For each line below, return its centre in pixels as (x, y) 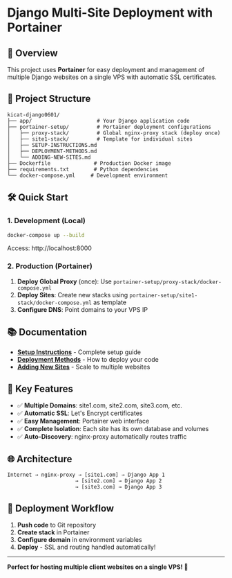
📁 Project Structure (49, 99)
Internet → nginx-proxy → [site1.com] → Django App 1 (86, 475)
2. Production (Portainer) (50, 266)
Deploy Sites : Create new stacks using (72, 295)
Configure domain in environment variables (80, 539)
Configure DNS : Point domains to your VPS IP (83, 309)
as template (110, 302)
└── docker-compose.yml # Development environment (88, 175)
